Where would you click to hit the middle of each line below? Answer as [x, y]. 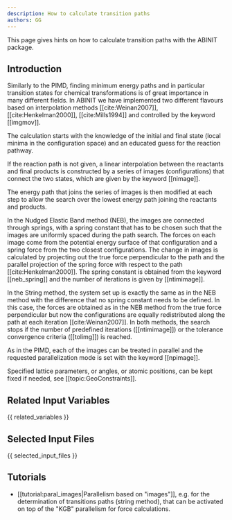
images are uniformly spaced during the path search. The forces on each [111, 235]
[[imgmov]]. [24, 123]
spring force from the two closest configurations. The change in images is [113, 250]
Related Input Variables [59, 400]
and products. [27, 207]
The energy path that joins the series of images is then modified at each [110, 192]
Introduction [35, 69]
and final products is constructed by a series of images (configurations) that [116, 171]
